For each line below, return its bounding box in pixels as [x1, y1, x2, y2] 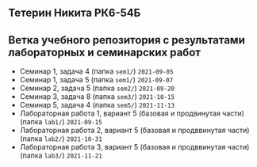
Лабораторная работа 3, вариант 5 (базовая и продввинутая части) [19, 142, 250, 152]
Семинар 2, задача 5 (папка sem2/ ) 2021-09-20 [19, 83, 175, 93]
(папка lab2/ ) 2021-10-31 [19, 134, 103, 143]
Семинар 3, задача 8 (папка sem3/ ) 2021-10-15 [19, 92, 175, 101]
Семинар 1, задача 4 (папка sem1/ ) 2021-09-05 [19, 66, 174, 76]
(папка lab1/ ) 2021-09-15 [19, 117, 103, 127]
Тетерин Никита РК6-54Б [8, 6, 141, 20]
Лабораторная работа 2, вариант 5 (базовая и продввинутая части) [19, 126, 250, 135]
